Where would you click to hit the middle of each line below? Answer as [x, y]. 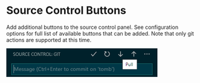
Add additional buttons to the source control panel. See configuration [92, 27]
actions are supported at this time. [49, 40]
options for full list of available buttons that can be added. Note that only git [100, 33]
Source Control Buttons [66, 11]
